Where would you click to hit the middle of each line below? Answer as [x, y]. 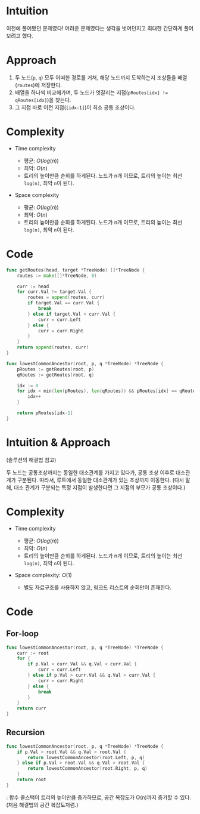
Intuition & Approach [58, 442]
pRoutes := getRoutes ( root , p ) [56, 369]
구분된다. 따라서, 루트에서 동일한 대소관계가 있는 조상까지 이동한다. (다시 [101, 480]
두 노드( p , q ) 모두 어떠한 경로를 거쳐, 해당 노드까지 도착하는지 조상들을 [96, 77]
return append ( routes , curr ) [53, 347]
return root [32, 780]
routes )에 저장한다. [40, 85]
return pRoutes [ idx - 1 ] [45, 413]
